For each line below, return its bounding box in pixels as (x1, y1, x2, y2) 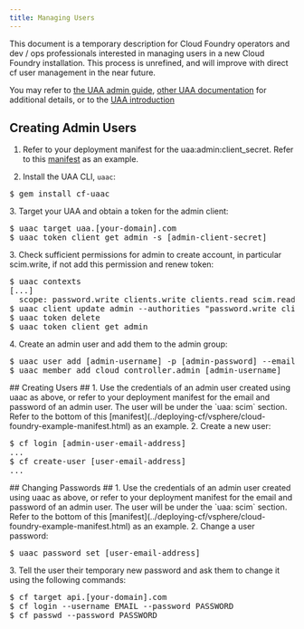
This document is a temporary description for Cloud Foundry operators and (9, 38, 290, 49)
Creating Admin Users (9, 120, 138, 136)
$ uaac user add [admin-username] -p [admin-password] (9, 357, 258, 367)
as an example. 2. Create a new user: (132, 421, 271, 432)
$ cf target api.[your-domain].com (9, 592, 167, 603)
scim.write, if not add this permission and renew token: (9, 259, 214, 270)
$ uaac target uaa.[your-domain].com (9, 224, 177, 233)
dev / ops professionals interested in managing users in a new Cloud (9, 47, 265, 59)
